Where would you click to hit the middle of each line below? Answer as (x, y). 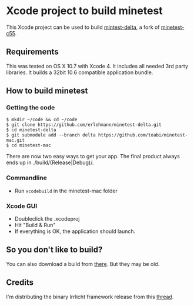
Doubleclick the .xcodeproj (47, 219)
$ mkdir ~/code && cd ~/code (42, 120)
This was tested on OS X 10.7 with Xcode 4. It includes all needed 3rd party (97, 66)
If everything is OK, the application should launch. (75, 231)
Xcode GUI (22, 206)
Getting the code (31, 108)
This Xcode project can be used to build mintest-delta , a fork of (83, 27)
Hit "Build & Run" (35, 225)
